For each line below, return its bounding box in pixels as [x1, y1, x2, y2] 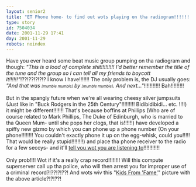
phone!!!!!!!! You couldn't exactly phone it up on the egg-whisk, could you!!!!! [6, 131, 190, 138]
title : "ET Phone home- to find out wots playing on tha [6, 14, 148, 20]
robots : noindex [6, 41, 46, 47]
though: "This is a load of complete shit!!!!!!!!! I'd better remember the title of [6, 63, 190, 70]
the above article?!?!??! [6, 175, 61, 182]
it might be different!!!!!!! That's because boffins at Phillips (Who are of [6, 106, 176, 114]
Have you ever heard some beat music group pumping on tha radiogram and [6, 57, 191, 64]
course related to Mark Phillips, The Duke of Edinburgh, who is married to [6, 113, 183, 120]
